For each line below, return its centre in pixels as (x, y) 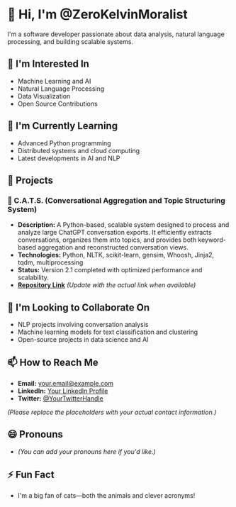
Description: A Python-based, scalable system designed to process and (123, 225)
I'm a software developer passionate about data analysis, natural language (116, 34)
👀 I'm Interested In (49, 64)
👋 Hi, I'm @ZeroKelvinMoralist (97, 15)
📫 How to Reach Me (53, 363)
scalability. (33, 278)
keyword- (212, 240)
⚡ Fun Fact (31, 475)
